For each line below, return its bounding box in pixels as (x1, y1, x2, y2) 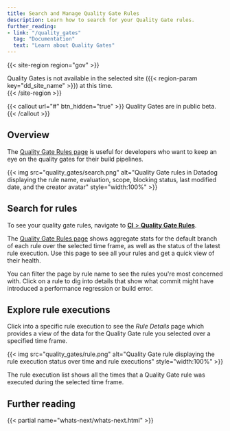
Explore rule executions (7, 304, 111, 316)
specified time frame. (7, 337, 67, 345)
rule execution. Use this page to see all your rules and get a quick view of (7, 249, 215, 257)
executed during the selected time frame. (7, 378, 124, 386)
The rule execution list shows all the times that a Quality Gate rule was (7, 371, 206, 379)
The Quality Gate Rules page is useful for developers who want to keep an (7, 147, 218, 155)
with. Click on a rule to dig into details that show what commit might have (7, 276, 214, 285)
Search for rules (7, 203, 78, 214)
